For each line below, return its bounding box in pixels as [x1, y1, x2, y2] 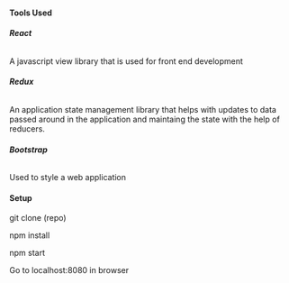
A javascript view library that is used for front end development [9, 55, 243, 67]
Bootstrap [9, 144, 48, 155]
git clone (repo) [9, 213, 67, 224]
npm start [9, 248, 46, 259]
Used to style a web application [9, 172, 127, 183]
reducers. [9, 123, 45, 134]
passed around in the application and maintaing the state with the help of [9, 114, 281, 124]
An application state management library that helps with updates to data [9, 105, 277, 114]
